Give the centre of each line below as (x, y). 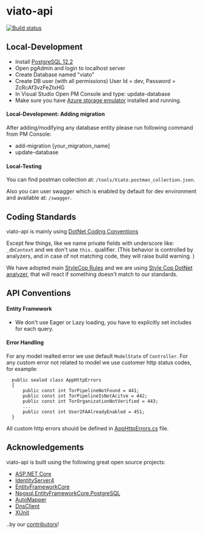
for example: (22, 369)
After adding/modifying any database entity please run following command (100, 127)
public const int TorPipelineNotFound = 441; (81, 390)
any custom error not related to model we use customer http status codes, (99, 362)
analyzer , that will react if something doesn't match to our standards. (92, 274)
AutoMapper (31, 499)
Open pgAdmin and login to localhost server (70, 68)
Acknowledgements (45, 448)
